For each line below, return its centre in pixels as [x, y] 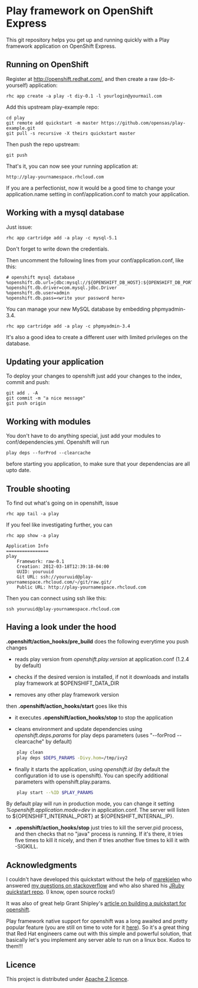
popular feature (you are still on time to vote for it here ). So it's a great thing [98, 927]
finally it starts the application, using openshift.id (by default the [92, 769]
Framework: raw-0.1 [41, 561]
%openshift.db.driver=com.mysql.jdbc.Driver [62, 288]
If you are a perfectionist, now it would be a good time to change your [91, 188]
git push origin [26, 404]
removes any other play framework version [67, 694]
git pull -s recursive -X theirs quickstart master [71, 133]
